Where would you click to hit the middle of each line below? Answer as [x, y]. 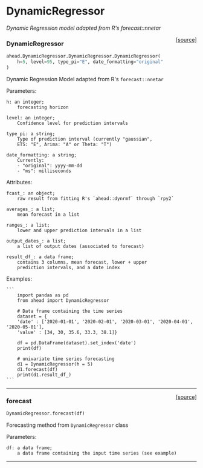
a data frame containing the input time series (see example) [97, 453]
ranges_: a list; [28, 225]
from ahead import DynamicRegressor [63, 300]
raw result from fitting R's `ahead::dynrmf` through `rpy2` [95, 198]
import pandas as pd [43, 295]
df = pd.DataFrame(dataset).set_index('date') [77, 343]
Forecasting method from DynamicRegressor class [67, 425]
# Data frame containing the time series [70, 311]
